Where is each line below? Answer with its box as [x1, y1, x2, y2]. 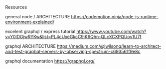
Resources [5, 4, 27, 10]
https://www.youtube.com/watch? [76, 29, 147, 34]
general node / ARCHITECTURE [5, 14, 70, 19]
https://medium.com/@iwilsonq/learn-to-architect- [57, 43, 161, 49]
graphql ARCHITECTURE [5, 43, 56, 49]
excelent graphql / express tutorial [5, 29, 76, 34]
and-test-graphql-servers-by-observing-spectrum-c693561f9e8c [5, 49, 141, 54]
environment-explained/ [5, 19, 55, 25]
